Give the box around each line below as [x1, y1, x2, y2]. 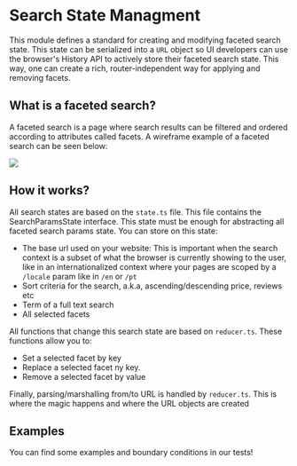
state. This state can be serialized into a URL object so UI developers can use [9, 43, 288, 54]
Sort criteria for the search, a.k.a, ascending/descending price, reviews [21, 280, 283, 291]
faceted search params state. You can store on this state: [9, 225, 218, 236]
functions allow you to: [9, 335, 92, 346]
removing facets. [9, 72, 71, 83]
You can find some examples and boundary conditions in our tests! [9, 447, 254, 458]
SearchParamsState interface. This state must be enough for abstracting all [9, 216, 285, 226]
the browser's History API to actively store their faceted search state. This [9, 53, 279, 64]
